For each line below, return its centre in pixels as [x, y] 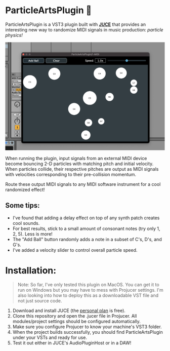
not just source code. [40, 300]
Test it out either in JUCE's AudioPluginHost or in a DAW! [72, 343]
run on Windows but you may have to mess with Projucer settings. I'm [90, 290]
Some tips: [23, 205]
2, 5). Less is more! [33, 234]
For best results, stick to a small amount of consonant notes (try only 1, [86, 228]
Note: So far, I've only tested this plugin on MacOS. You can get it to [88, 284]
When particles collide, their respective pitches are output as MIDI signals [82, 169]
